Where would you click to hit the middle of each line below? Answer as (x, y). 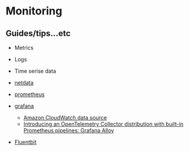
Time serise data (35, 71)
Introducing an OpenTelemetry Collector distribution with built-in (103, 124)
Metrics (24, 48)
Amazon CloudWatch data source (65, 118)
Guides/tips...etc (38, 33)
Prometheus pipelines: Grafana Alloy (69, 130)
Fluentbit (25, 142)
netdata (24, 83)
